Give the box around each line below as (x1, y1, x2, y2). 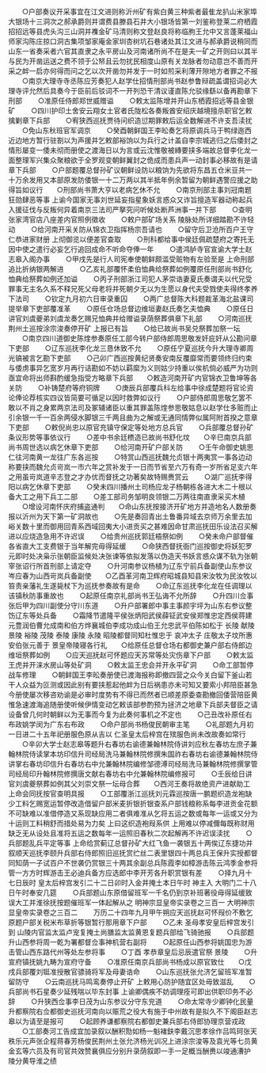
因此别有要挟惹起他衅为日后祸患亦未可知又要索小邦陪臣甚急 (63, 680, 258, 689)
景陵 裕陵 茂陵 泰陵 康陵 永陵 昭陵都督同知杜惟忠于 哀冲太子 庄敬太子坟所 (8, 630, 246, 640)
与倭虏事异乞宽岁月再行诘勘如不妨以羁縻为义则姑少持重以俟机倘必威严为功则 (8, 363, 258, 372)
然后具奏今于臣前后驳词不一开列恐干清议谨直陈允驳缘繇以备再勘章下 (35, 86, 258, 95)
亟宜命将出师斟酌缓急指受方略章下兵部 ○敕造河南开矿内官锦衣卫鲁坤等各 (8, 373, 257, 382)
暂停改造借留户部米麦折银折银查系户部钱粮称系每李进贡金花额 (56, 799, 258, 808)
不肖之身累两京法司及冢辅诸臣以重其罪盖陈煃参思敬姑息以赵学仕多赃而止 (21, 403, 258, 412)
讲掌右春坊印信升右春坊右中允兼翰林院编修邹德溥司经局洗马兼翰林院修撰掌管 (8, 759, 258, 768)
